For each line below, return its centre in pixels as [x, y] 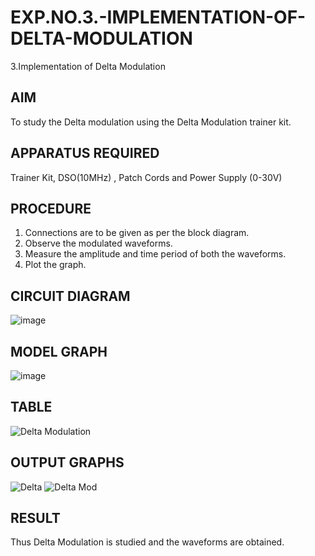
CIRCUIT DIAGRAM [70, 296]
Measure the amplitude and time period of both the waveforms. [155, 254]
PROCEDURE [51, 208]
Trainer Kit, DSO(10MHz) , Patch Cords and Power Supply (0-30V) [146, 177]
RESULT [35, 518]
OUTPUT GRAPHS [67, 462]
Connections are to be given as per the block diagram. [137, 233]
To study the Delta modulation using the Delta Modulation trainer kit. [151, 122]
